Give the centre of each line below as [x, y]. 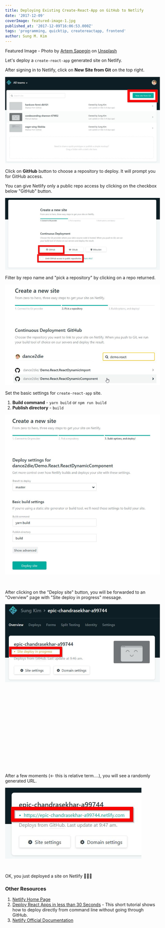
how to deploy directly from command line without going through [78, 910]
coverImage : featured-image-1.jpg [41, 21]
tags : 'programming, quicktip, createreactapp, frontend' [66, 31]
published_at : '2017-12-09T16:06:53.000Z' [49, 26]
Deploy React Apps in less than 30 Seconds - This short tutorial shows [84, 904]
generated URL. [21, 781]
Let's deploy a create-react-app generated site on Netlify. [64, 60]
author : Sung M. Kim [26, 36]
